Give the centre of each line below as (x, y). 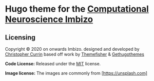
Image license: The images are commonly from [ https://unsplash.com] (76, 73)
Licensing (20, 37)
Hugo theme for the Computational (77, 9)
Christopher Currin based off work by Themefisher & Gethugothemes (75, 54)
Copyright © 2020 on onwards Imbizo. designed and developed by (72, 49)
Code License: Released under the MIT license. (53, 64)
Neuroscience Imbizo (49, 19)
